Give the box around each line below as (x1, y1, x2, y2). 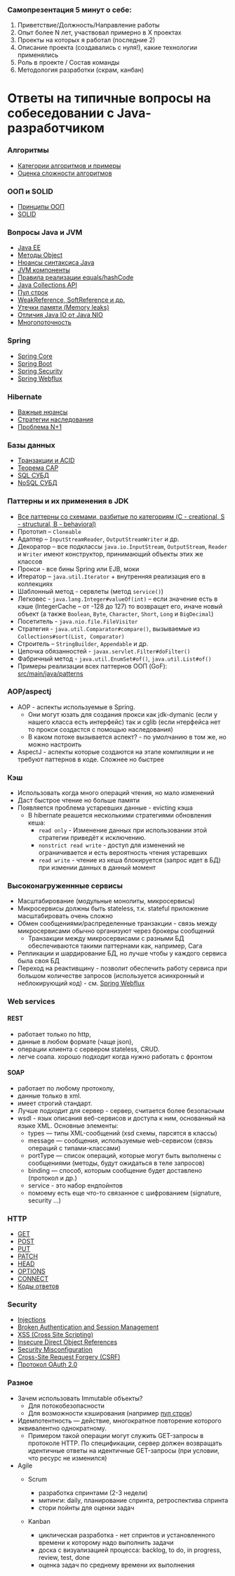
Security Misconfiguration (17, 1345, 93, 1354)
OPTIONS (17, 1267, 46, 1276)
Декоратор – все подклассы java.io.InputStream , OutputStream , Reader (17, 542, 228, 550)
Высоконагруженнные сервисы (7, 881, 123, 891)
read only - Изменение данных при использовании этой (38, 826, 207, 834)
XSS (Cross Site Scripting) (17, 1330, 93, 1339)
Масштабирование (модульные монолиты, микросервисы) (17, 897, 195, 905)
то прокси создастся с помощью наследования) (27, 725, 173, 733)
